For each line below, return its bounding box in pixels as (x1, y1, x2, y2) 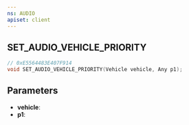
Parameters (7, 85, 58, 96)
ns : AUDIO (7, 10, 36, 17)
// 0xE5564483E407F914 (7, 59, 72, 67)
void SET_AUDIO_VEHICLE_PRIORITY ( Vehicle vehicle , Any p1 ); (7, 66, 184, 73)
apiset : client (7, 16, 51, 23)
